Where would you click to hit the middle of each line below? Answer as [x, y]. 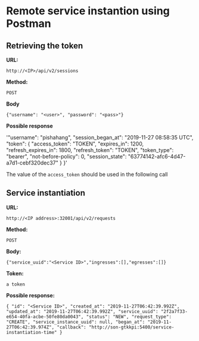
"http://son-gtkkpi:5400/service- [131, 327]
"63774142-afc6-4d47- [157, 156]
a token [16, 284]
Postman [29, 24]
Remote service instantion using [88, 11]
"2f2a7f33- [174, 311]
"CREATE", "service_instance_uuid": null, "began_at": [76, 322]
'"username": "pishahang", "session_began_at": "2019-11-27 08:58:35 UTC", [100, 137]
